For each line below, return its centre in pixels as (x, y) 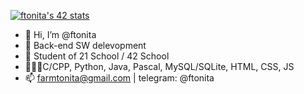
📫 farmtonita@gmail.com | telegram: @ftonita (119, 78)
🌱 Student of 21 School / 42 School (97, 56)
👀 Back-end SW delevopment (85, 45)
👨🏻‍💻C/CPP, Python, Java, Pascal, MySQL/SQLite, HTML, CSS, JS (159, 66)
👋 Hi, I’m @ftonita (60, 34)
